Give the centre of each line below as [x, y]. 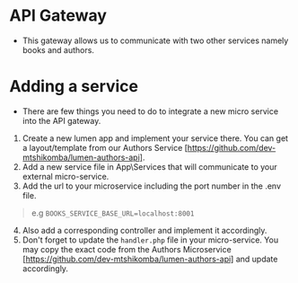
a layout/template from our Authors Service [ [105, 147]
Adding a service [74, 87]
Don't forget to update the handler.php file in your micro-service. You [150, 240]
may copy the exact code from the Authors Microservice [127, 249]
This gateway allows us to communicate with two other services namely [155, 40]
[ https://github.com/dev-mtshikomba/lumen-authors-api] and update [150, 259]
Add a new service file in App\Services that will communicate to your [150, 166]
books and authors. [58, 49]
